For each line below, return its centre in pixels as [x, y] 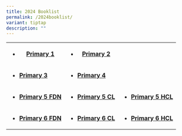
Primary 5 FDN [40, 97]
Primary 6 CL [96, 118]
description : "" [26, 28]
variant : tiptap [26, 22]
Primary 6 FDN [40, 118]
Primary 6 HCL [152, 118]
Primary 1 [40, 54]
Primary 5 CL [96, 97]
